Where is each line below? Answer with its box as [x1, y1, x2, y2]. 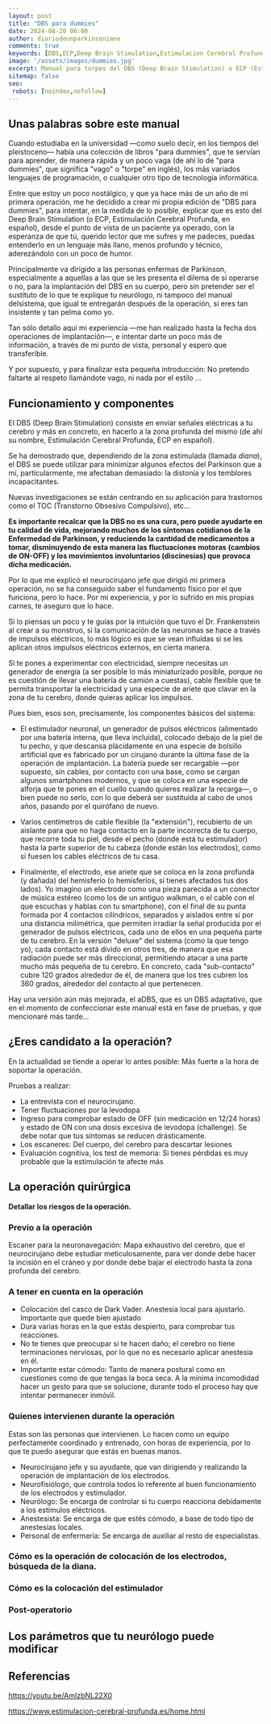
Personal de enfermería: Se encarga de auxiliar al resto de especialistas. [19, 1531, 261, 1540]
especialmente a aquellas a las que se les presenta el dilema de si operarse [8, 273, 260, 283]
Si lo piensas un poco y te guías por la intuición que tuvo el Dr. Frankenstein [8, 616, 261, 626]
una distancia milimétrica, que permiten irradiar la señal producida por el [19, 919, 261, 928]
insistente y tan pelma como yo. [8, 307, 115, 317]
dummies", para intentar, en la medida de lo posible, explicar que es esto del [8, 205, 262, 215]
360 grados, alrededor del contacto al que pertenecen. [19, 979, 203, 988]
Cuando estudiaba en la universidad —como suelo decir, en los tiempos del [8, 138, 259, 148]
